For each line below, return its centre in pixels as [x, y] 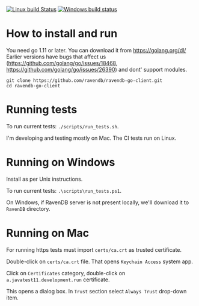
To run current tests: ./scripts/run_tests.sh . [63, 126]
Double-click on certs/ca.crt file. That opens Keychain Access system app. [100, 261]
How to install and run [62, 34]
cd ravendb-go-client [33, 86]
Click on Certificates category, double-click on [66, 273]
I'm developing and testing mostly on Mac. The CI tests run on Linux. [91, 138]
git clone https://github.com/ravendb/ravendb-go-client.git [84, 80]
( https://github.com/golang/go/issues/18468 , [62, 63]
